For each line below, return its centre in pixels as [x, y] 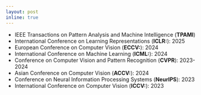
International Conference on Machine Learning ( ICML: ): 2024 [91, 54]
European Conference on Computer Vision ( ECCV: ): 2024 [86, 47]
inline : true [22, 17]
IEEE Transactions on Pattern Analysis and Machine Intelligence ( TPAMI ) [105, 34]
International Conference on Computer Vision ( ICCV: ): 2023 [89, 85]
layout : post [22, 12]
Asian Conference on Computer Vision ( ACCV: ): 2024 [82, 73]
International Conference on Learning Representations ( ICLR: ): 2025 [100, 41]
